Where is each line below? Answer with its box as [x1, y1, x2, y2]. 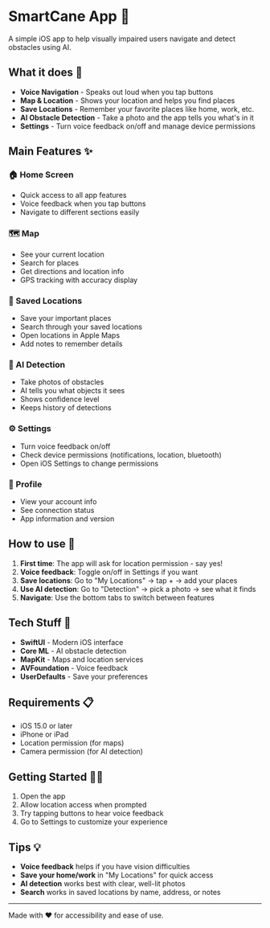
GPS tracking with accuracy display [19, 275, 138, 285]
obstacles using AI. [8, 42, 72, 51]
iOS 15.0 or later [19, 721, 73, 731]
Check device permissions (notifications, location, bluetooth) [19, 450, 223, 459]
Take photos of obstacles [19, 377, 104, 387]
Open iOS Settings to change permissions [19, 458, 159, 468]
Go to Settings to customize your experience [19, 817, 168, 827]
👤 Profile [8, 478, 43, 490]
